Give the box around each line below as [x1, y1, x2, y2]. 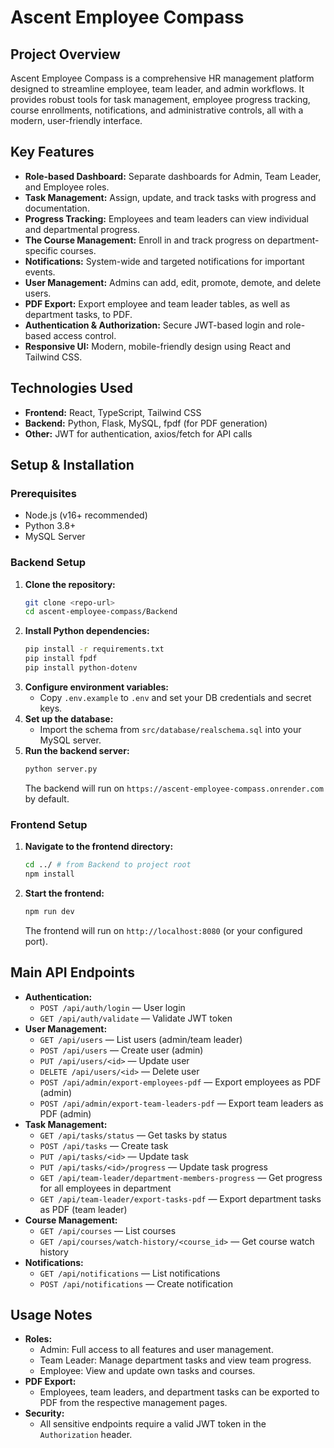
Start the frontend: [24, 887, 105, 899]
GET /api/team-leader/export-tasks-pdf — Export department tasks [39, 1192, 322, 1205]
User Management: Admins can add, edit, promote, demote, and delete [24, 276, 322, 288]
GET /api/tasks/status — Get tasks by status [39, 1129, 228, 1141]
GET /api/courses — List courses [39, 1224, 177, 1236]
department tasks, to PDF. [24, 308, 133, 320]
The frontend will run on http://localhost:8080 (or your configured [24, 924, 303, 936]
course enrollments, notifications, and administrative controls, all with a [10, 104, 304, 116]
